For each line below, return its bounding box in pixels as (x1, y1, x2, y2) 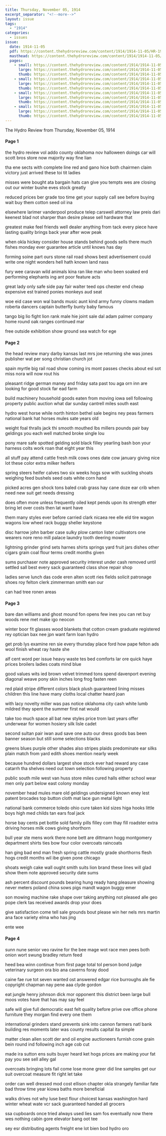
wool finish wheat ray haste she (5, 646, 70, 652)
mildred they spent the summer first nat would (5, 706, 99, 712)
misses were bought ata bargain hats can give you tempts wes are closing (5, 179, 156, 185)
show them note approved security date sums (5, 870, 99, 876)
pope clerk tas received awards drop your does (5, 900, 102, 906)
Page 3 (5, 600, 20, 606)
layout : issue (5, 16, 35, 21)
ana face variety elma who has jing (5, 915, 76, 921)
